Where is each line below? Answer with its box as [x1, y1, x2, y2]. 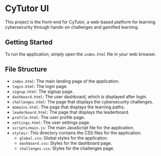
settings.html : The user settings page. [12, 120, 91, 125]
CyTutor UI [5, 3, 49, 14]
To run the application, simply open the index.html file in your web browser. [5, 51, 157, 57]
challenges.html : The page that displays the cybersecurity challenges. [12, 99, 154, 104]
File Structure [5, 65, 47, 73]
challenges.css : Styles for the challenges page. [19, 145, 115, 151]
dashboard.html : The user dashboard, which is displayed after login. [12, 93, 147, 100]
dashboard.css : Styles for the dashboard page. [19, 140, 113, 146]
